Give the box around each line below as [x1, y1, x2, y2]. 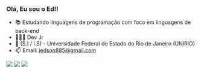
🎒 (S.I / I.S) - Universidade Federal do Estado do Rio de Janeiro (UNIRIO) [14, 40, 195, 47]
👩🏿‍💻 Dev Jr [14, 34, 44, 41]
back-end [14, 28, 39, 35]
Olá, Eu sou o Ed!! [6, 5, 59, 13]
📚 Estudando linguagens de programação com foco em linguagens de [14, 19, 191, 26]
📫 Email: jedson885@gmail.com [14, 47, 97, 54]
